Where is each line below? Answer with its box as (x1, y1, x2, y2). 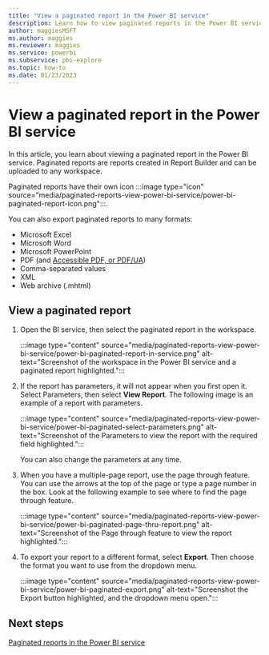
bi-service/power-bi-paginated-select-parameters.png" (19, 422, 204, 432)
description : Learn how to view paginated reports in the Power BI (8, 19, 239, 27)
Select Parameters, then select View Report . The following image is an (19, 389, 254, 400)
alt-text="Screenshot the (167, 585, 249, 594)
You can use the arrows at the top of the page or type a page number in (19, 479, 257, 489)
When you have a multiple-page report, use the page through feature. (19, 470, 251, 480)
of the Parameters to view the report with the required (79, 431, 258, 441)
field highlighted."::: (19, 439, 85, 449)
